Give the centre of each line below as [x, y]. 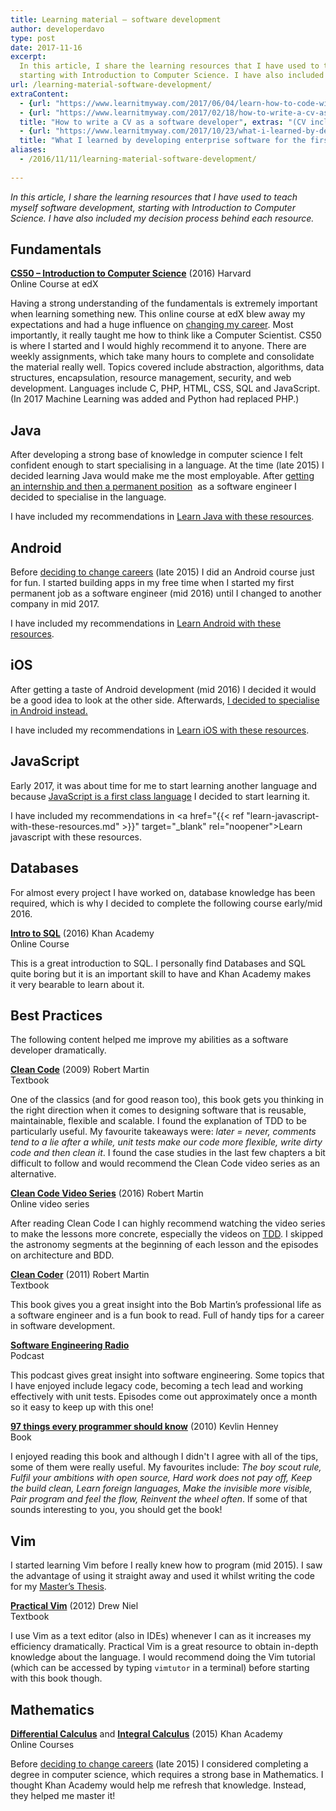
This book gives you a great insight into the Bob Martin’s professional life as [166, 1305]
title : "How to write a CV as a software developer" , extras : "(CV [163, 122]
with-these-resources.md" [65, 826]
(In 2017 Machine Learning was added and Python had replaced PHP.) [155, 399]
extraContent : [40, 94]
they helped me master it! [63, 1795]
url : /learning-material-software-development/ [111, 85]
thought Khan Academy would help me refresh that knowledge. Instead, [158, 1785]
